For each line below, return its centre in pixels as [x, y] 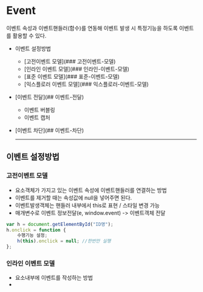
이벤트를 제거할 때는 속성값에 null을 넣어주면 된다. [73, 197]
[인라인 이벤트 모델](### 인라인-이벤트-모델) [77, 69]
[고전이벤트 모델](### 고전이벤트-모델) [70, 61]
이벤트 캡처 [37, 117]
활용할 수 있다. [30, 35]
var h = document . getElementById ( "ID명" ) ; [60, 224]
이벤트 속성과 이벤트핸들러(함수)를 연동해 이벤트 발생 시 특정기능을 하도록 [92, 28]
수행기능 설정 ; [32, 236]
